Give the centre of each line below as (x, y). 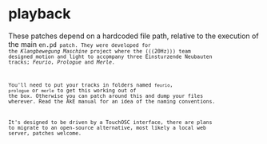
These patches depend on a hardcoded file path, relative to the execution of (133, 36)
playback (40, 14)
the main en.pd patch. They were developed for (80, 44)
